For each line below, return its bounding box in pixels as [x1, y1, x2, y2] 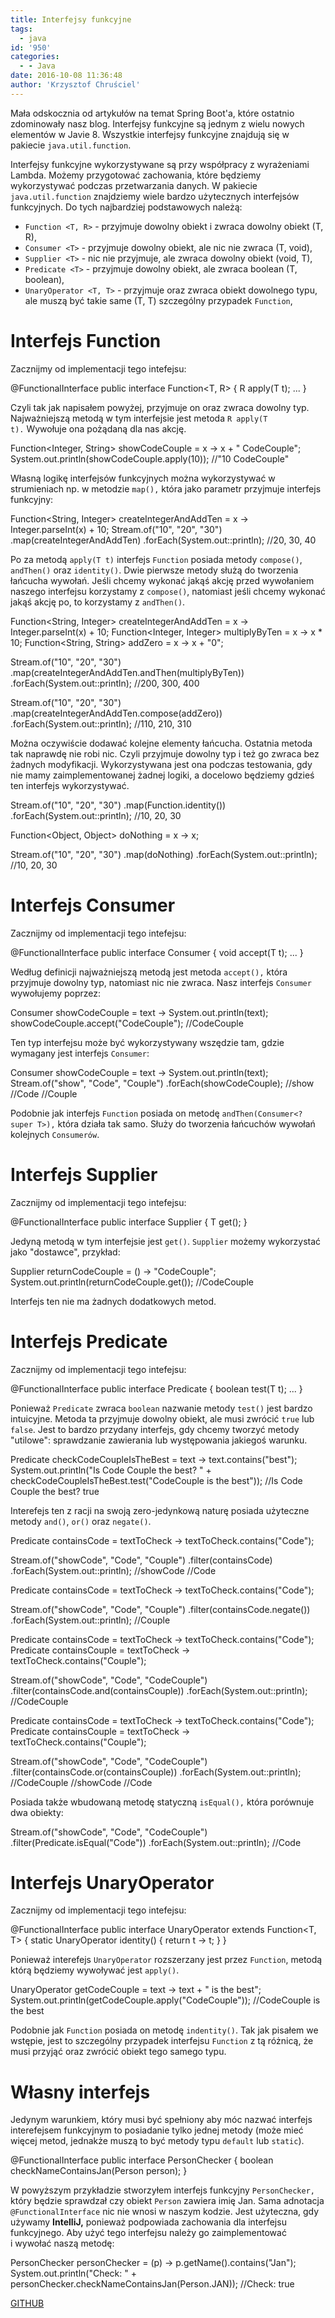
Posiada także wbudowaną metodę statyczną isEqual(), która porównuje [10, 1796, 315, 1808]
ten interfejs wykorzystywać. [10, 779, 130, 791]
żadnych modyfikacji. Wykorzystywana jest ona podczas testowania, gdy [10, 758, 313, 770]
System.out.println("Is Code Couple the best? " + [10, 1464, 212, 1476]
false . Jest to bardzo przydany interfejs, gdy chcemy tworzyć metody [10, 1423, 300, 1435]
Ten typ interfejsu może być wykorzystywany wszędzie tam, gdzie [10, 1036, 285, 1048]
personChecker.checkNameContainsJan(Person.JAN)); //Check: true [10, 2278, 295, 2290]
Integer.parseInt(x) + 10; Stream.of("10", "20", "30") [10, 523, 223, 535]
